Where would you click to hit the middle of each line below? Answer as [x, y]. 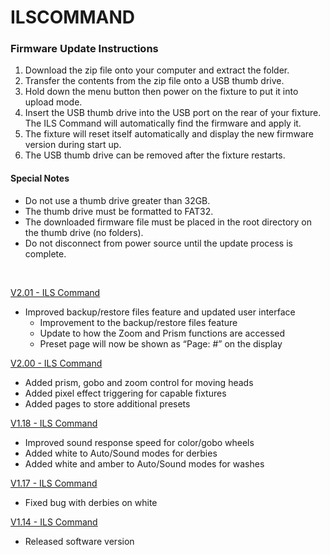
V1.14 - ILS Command [54, 522]
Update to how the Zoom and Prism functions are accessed [162, 333]
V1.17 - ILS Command [54, 483]
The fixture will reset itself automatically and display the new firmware [169, 134]
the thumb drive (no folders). [84, 232]
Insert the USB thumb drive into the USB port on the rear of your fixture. [173, 113]
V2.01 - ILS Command [55, 292]
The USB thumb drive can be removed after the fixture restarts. [155, 155]
